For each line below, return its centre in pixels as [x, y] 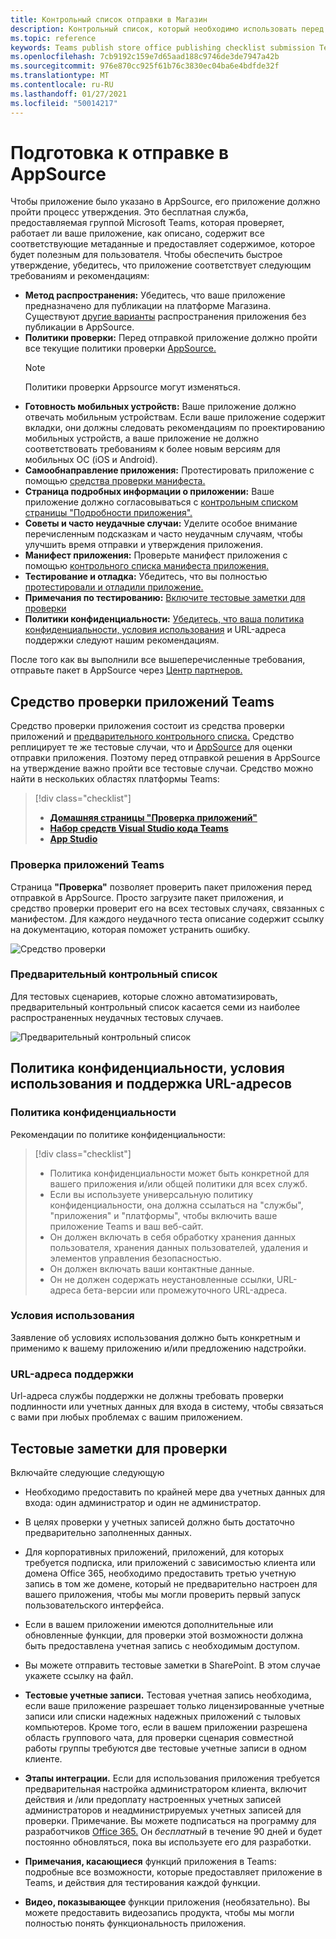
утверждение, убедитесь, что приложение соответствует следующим [161, 265]
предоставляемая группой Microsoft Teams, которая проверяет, [147, 223]
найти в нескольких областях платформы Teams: [115, 779]
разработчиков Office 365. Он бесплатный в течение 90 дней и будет [173, 1831]
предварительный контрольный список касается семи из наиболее [155, 1007]
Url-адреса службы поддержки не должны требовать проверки [147, 1396]
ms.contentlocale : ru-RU [62, 85]
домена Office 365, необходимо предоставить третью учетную [160, 1573]
